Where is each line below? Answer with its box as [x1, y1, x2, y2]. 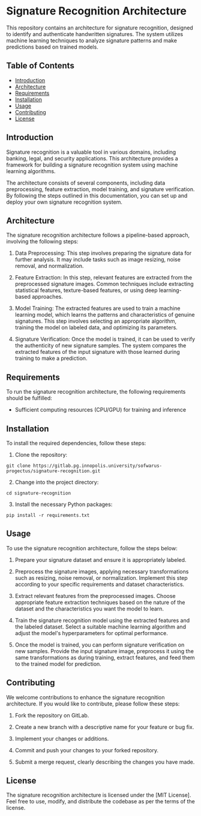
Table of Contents [6, 61, 75, 71]
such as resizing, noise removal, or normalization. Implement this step [14, 574, 188, 581]
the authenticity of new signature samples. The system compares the [14, 342, 187, 349]
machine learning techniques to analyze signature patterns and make [6, 37, 177, 44]
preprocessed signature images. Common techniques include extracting [14, 281, 194, 288]
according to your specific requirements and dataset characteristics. [14, 580, 185, 588]
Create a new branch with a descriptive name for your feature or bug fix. [14, 723, 194, 731]
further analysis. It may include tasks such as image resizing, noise [14, 256, 181, 263]
